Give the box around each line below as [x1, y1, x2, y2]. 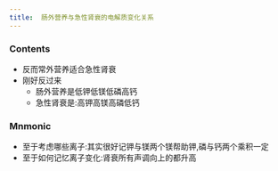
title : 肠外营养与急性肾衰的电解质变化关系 [9, 12, 154, 22]
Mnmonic [9, 119, 52, 132]
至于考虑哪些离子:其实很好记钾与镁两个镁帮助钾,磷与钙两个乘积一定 [21, 142, 269, 152]
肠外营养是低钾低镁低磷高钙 [35, 85, 138, 96]
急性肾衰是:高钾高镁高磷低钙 [35, 97, 140, 108]
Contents [9, 42, 51, 54]
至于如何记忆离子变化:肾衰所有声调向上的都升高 [21, 152, 197, 163]
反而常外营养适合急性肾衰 [21, 63, 117, 74]
